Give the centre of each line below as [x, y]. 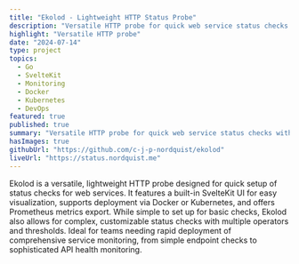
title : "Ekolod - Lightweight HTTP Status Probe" [103, 17]
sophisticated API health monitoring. [76, 249]
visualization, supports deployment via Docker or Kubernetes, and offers [142, 202]
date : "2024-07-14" [45, 42]
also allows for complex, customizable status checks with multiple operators [149, 221]
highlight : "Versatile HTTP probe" [75, 34]
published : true [39, 125]
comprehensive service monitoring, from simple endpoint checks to [133, 240]
